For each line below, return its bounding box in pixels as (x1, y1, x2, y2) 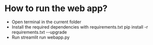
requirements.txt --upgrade (11, 29, 67, 35)
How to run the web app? (4, 3, 108, 14)
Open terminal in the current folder (11, 19, 81, 25)
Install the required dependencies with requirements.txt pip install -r (11, 24, 148, 30)
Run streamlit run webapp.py (11, 34, 70, 40)
